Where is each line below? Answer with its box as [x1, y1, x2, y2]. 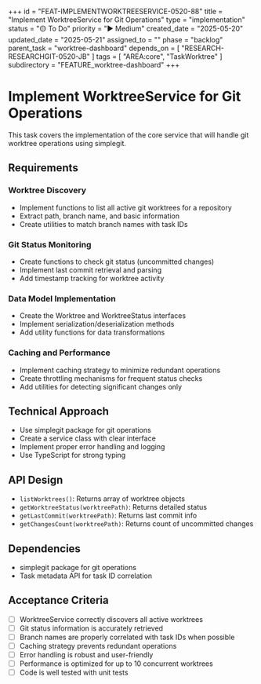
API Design [8, 473, 63, 486]
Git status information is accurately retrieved [19, 624, 163, 633]
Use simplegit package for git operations [19, 426, 151, 435]
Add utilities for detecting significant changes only [19, 382, 183, 391]
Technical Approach [8, 404, 110, 418]
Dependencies [8, 542, 81, 555]
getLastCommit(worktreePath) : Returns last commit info [19, 510, 198, 521]
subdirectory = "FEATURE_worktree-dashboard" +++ [8, 60, 180, 69]
